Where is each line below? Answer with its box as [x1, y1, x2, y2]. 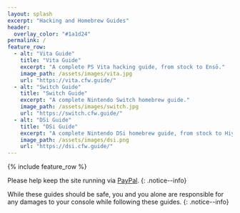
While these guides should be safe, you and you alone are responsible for [7, 190, 224, 199]
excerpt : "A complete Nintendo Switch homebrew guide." [20, 97, 191, 104]
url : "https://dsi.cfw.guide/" [20, 143, 114, 150]
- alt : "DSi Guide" [14, 116, 72, 123]
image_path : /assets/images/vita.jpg [20, 70, 133, 77]
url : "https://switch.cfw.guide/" [20, 110, 123, 117]
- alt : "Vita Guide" [14, 51, 75, 58]
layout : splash [7, 10, 53, 18]
